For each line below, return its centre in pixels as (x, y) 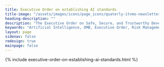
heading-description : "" (30, 18)
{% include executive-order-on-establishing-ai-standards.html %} (72, 59)
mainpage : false (21, 46)
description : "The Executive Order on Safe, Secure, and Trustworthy (77, 23)
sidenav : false (20, 37)
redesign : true (20, 41)
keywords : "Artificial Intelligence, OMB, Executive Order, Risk (73, 28)
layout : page (18, 32)
